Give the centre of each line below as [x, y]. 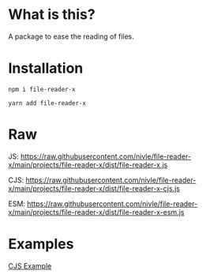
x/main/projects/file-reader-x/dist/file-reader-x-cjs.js [94, 188]
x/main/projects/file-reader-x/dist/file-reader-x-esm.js [96, 212]
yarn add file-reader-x [47, 103]
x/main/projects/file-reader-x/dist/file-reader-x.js [88, 164]
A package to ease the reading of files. [71, 36]
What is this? [52, 15]
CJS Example [30, 265]
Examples [41, 244]
